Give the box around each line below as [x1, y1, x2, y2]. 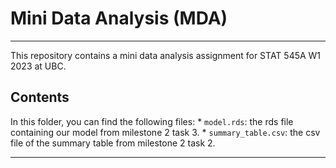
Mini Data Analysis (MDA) [10, 7, 228, 30]
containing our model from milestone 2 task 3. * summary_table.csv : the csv [10, 126, 321, 138]
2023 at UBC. [10, 60, 67, 72]
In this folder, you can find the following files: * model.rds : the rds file [10, 115, 294, 127]
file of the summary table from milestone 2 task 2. [10, 137, 216, 149]
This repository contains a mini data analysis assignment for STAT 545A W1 [10, 49, 322, 61]
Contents [10, 89, 70, 106]
